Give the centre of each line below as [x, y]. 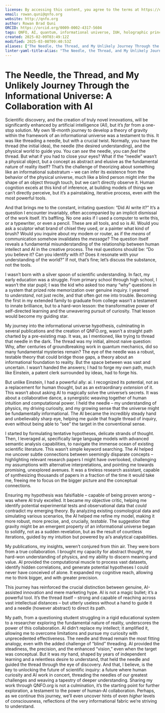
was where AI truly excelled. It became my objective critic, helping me [76, 500]
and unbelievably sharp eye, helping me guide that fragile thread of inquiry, [81, 419]
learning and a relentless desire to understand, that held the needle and [77, 659]
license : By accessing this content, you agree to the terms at [72, 10]
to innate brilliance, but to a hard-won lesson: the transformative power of [80, 306]
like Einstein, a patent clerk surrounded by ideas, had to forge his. [71, 373]
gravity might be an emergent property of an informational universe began [80, 526]
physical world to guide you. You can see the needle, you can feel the [75, 151]
